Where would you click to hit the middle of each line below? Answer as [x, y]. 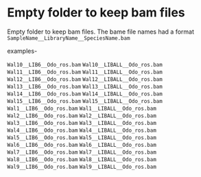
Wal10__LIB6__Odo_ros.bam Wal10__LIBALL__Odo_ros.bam [85, 64]
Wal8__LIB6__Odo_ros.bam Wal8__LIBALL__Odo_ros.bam [82, 159]
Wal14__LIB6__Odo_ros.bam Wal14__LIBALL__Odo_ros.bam [85, 94]
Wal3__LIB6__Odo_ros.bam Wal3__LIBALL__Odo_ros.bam [82, 123]
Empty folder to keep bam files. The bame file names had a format [100, 32]
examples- [22, 51]
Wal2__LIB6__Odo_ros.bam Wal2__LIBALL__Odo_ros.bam [82, 116]
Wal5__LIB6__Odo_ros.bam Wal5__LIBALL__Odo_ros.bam [82, 138]
